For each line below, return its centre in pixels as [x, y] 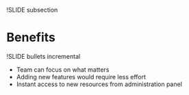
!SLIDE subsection [32, 10]
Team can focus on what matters [63, 69]
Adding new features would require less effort [81, 77]
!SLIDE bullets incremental [43, 56]
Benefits [31, 38]
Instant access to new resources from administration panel [99, 84]
